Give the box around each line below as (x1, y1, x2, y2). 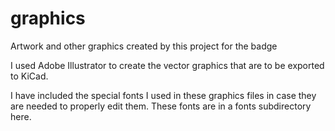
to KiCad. (10, 70, 49, 82)
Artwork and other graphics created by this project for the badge (10, 40, 278, 52)
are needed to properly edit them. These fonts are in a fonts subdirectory (10, 100, 312, 112)
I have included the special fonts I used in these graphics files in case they (10, 89, 317, 101)
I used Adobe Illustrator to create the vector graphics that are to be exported (10, 59, 325, 71)
